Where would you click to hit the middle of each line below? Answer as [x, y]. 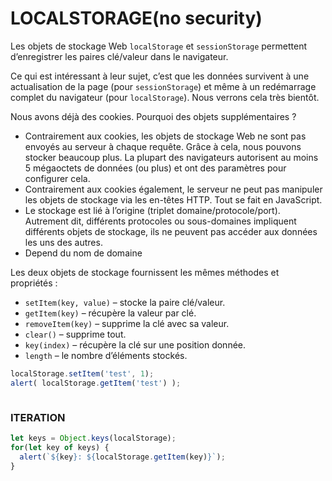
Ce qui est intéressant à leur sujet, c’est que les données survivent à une [160, 76]
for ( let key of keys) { [60, 447]
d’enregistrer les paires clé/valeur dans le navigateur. [119, 56]
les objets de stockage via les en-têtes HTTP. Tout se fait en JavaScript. [173, 199]
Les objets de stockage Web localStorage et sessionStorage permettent [158, 46]
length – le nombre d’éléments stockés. [106, 355]
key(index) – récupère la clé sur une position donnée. [135, 344]
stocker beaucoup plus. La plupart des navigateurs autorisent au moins [171, 157]
